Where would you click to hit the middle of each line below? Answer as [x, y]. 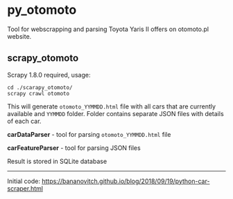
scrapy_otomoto [43, 58]
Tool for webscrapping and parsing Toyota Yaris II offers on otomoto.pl [108, 29]
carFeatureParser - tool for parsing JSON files [74, 148]
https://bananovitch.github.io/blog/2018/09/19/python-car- [126, 181]
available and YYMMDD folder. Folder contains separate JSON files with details [115, 113]
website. [19, 36]
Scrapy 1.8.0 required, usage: [49, 75]
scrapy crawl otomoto [38, 93]
